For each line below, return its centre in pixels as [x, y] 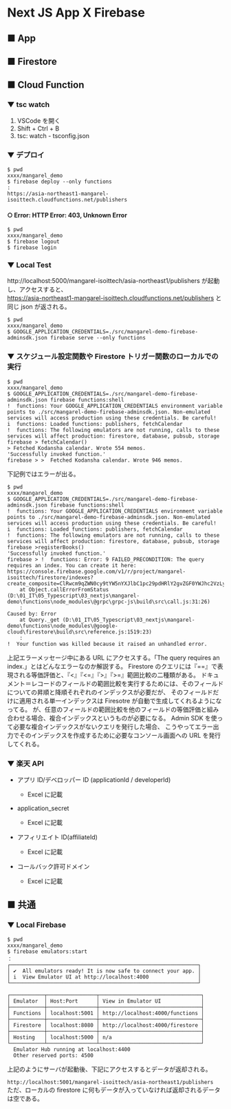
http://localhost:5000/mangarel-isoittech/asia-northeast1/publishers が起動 [113, 281]
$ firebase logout [33, 242]
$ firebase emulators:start [47, 951]
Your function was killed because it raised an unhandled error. [112, 644]
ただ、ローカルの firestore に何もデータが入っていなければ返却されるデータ [114, 1090]
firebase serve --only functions [98, 338]
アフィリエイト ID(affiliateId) [57, 837]
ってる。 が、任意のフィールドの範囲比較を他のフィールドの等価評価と [107, 709]
